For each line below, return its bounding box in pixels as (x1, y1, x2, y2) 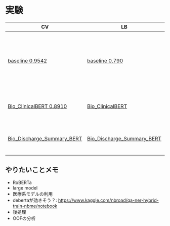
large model (12, 184, 38, 191)
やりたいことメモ (5, 166, 59, 174)
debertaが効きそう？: (12, 197, 57, 203)
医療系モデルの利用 (12, 191, 53, 197)
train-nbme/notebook (12, 203, 58, 209)
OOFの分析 (12, 215, 36, 221)
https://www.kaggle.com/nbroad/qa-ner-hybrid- (58, 197, 159, 203)
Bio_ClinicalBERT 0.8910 (8, 102, 67, 109)
